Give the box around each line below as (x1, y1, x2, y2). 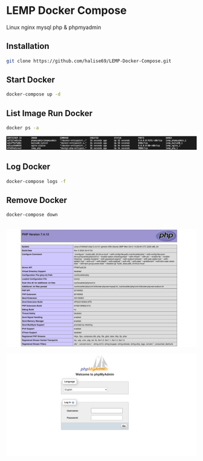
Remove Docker (6, 195, 68, 205)
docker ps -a (6, 125, 39, 131)
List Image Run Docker (6, 108, 93, 118)
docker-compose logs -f (6, 178, 66, 184)
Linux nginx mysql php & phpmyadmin (6, 24, 101, 31)
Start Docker (6, 75, 56, 85)
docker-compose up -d (6, 91, 61, 97)
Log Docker (6, 161, 51, 172)
